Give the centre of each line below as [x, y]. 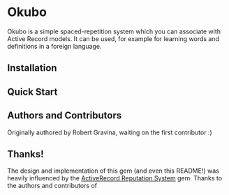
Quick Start [32, 92]
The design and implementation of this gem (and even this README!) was [113, 171]
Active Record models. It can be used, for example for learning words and [113, 38]
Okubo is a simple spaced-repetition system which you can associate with [114, 31]
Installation [32, 68]
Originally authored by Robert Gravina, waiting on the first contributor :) [110, 132]
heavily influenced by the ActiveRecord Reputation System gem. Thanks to [114, 178]
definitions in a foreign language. [54, 46]
